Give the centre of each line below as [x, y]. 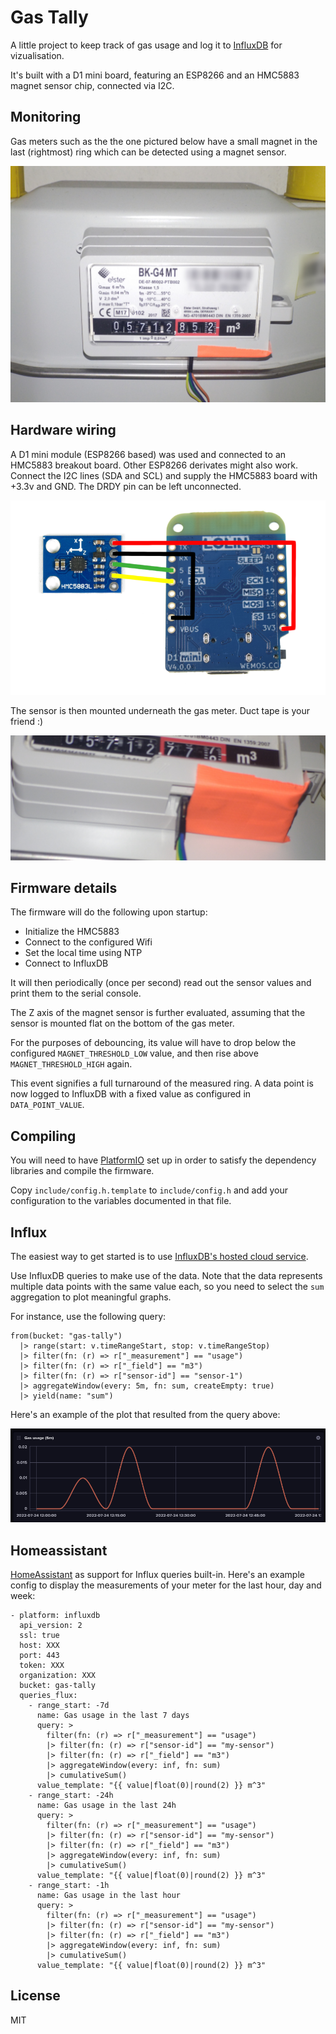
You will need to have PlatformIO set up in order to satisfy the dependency [163, 1160]
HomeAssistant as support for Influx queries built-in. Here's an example [157, 1575]
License [35, 1996]
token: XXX [42, 1666]
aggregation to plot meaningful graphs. [91, 1297]
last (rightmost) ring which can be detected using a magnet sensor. [148, 152]
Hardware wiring [63, 430]
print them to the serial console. [76, 993]
